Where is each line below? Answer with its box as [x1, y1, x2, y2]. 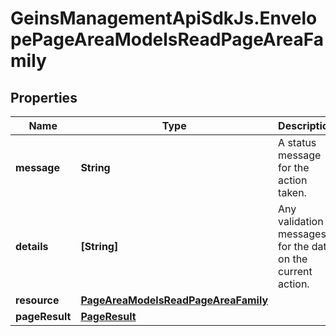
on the [278, 252, 308, 266]
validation [278, 215, 324, 228]
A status [278, 136, 317, 149]
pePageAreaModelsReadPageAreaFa [10, 28, 324, 51]
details [15, 240, 49, 253]
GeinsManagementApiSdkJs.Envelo [10, 7, 318, 30]
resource [15, 293, 60, 307]
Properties [10, 89, 78, 106]
